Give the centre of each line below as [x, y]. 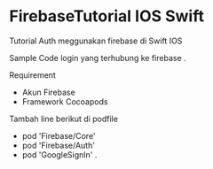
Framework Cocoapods [65, 101]
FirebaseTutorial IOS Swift [106, 16]
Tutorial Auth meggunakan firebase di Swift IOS [96, 41]
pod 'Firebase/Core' [59, 135]
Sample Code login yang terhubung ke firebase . [98, 58]
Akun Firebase [48, 92]
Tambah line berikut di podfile [63, 119]
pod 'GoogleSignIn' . [59, 154]
